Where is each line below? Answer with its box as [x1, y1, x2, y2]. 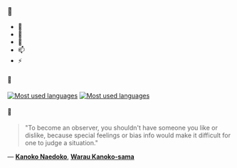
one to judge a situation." [24, 138, 98, 147]
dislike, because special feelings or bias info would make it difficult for [24, 131, 231, 140]
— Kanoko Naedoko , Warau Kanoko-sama [7, 152, 135, 161]
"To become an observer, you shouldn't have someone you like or [24, 123, 218, 132]
